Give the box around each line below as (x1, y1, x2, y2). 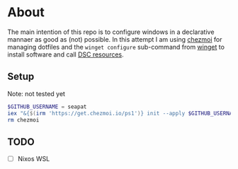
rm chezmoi (7, 116, 40, 124)
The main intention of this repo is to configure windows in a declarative (7, 28, 215, 36)
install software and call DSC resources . (7, 50, 124, 59)
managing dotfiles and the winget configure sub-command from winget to (7, 42, 225, 51)
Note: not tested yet (7, 89, 66, 98)
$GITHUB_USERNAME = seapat (7, 103, 87, 110)
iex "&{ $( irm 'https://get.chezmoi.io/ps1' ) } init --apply (7, 110, 186, 117)
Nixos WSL (17, 155, 50, 163)
